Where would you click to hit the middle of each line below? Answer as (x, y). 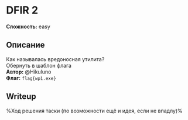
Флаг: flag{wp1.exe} (31, 78)
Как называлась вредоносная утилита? (55, 59)
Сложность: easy (28, 26)
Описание (25, 45)
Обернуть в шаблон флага (39, 65)
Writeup (21, 97)
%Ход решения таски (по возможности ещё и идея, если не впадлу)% (94, 111)
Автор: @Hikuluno (29, 72)
